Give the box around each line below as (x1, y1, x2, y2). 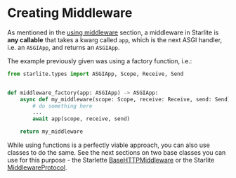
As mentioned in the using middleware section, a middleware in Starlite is (7, 28, 219, 37)
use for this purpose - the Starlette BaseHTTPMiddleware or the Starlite (7, 156, 215, 165)
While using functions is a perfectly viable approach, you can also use (7, 141, 211, 149)
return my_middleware (20, 128, 83, 135)
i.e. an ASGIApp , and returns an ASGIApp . (7, 43, 120, 51)
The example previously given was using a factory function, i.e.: (7, 56, 192, 65)
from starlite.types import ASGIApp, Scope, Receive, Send (7, 70, 184, 77)
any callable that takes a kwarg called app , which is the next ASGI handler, (7, 35, 223, 44)
